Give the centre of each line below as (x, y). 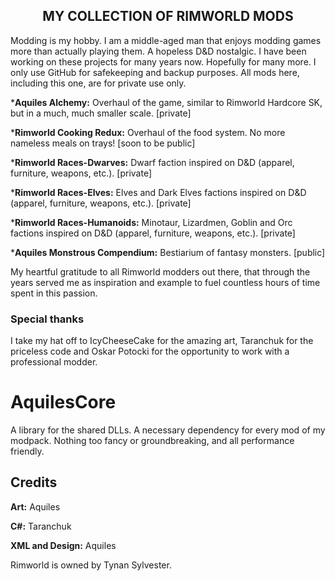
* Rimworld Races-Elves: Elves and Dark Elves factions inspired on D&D (158, 192)
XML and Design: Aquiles (63, 545)
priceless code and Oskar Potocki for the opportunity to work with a (150, 351)
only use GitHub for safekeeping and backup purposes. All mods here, (155, 72)
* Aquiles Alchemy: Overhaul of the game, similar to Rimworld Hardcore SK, (166, 102)
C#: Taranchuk (41, 526)
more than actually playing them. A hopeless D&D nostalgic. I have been (158, 51)
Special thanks (47, 319)
